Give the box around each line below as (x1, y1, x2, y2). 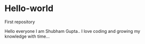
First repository (4, 19, 35, 25)
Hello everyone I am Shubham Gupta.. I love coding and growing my (4, 28, 141, 34)
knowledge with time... (4, 33, 50, 39)
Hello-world (4, 3, 54, 14)
